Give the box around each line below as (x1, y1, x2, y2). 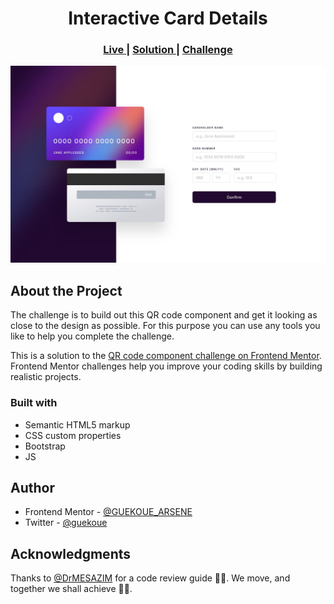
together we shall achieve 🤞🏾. (10, 583, 133, 595)
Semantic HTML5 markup (24, 418, 131, 431)
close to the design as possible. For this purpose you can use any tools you (10, 320, 321, 332)
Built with (10, 396, 58, 410)
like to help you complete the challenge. (10, 330, 175, 342)
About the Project (10, 282, 123, 299)
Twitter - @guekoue (24, 517, 108, 529)
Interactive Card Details (68, 7, 268, 30)
